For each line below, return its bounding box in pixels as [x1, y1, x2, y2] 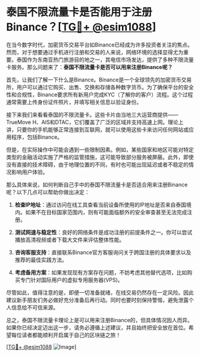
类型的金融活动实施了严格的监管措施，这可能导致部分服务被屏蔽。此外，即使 [6, 153, 194, 161]
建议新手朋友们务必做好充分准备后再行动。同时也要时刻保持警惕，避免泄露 [6, 296, 189, 304]
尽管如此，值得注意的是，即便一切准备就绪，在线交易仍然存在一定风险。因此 [6, 289, 194, 296]
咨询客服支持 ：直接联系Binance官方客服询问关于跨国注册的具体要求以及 [14, 248, 192, 256]
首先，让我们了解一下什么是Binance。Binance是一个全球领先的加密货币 [6, 76, 182, 83]
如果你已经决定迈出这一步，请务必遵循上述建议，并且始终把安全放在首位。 [6, 324, 189, 331]
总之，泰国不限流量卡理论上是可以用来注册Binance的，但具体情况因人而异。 [6, 316, 193, 323]
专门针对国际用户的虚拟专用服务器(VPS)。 [20, 276, 123, 283]
